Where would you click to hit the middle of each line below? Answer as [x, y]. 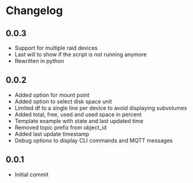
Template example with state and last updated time [79, 121]
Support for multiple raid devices [56, 48]
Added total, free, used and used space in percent [78, 114]
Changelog [34, 11]
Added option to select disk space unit [63, 101]
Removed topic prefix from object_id [60, 127]
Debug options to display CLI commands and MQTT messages [93, 140]
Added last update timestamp [52, 134]
